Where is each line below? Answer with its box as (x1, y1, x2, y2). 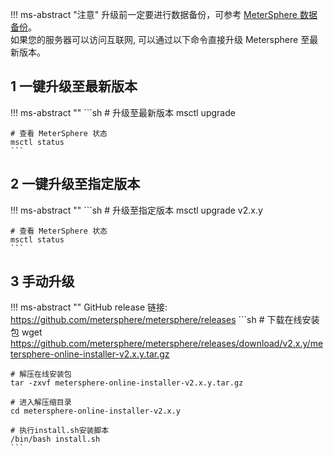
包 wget (10, 326, 43, 338)
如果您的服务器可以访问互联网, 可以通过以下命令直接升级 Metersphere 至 (10, 34, 310, 45)
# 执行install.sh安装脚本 (10, 426, 110, 436)
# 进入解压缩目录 (10, 398, 72, 408)
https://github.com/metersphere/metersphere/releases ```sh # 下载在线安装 (10, 314, 320, 326)
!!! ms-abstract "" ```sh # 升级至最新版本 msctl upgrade (10, 106, 236, 118)
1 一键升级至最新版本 (10, 78, 138, 95)
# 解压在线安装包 (10, 369, 72, 380)
